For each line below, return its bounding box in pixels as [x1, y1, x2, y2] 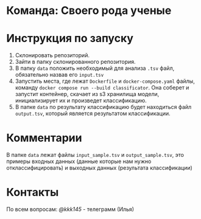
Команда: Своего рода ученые [6, 4, 172, 18]
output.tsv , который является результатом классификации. [15, 110, 171, 117]
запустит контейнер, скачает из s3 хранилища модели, [15, 91, 160, 98]
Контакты [6, 186, 59, 200]
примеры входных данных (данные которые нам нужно [6, 158, 152, 165]
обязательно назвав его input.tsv [15, 71, 104, 78]
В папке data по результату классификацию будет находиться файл [15, 103, 192, 111]
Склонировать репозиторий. [15, 52, 90, 59]
